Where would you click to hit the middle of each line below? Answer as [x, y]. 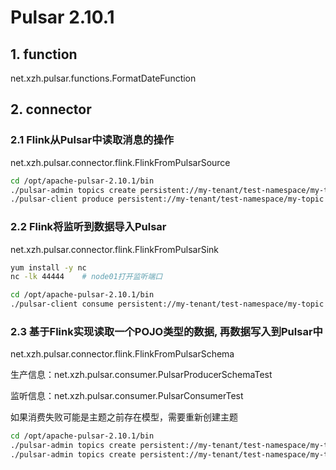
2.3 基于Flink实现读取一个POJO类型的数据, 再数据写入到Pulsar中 [166, 332]
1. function [44, 54]
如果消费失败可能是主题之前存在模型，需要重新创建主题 [124, 417]
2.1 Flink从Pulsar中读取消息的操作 [92, 140]
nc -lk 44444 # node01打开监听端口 [86, 277]
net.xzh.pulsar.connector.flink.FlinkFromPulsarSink [114, 249]
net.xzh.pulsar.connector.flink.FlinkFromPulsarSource [120, 162]
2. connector [51, 109]
